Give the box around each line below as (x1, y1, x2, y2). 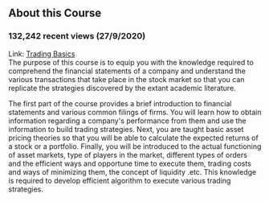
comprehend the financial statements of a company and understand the (8, 66, 247, 76)
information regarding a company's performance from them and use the (8, 116, 247, 126)
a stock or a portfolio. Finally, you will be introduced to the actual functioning (8, 141, 262, 151)
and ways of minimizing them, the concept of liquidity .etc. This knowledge (8, 167, 257, 176)
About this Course (8, 6, 102, 20)
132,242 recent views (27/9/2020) (8, 31, 146, 42)
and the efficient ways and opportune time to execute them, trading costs (8, 159, 251, 168)
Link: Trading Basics (8, 48, 75, 59)
